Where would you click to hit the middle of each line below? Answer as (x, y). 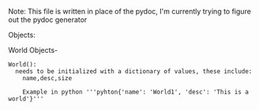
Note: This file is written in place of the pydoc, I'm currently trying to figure (129, 11)
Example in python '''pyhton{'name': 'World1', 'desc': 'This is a (135, 92)
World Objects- (33, 50)
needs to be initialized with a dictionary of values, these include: (134, 71)
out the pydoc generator (48, 20)
